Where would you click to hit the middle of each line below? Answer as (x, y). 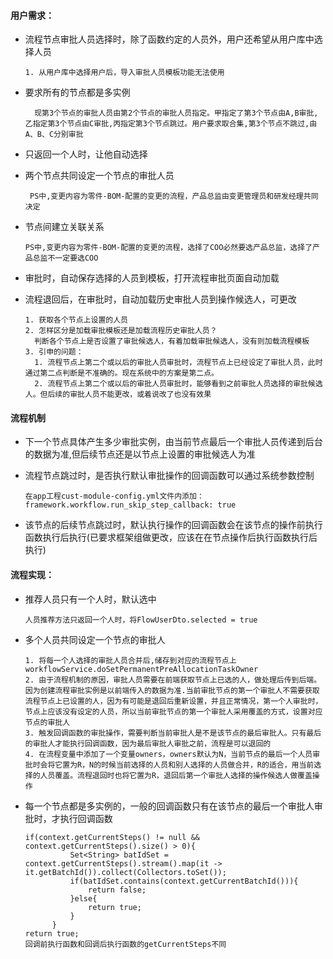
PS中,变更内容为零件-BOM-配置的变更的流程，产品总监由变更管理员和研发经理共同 (174, 196)
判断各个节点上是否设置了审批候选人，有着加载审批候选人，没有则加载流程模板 (172, 341)
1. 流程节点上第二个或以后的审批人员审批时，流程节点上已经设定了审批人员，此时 (178, 363)
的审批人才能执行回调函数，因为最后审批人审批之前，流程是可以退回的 (148, 743)
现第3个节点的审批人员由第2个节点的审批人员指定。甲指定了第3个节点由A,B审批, (176, 113)
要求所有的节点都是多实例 (77, 92)
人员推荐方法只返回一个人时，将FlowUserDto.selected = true (141, 620)
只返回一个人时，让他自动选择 (86, 154)
